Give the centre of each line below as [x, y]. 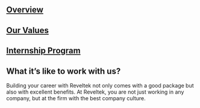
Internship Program [43, 51]
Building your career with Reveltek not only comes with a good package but [100, 85]
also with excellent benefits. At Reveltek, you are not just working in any [95, 92]
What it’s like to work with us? [64, 71]
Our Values [28, 30]
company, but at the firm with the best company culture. [76, 98]
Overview [25, 10]
